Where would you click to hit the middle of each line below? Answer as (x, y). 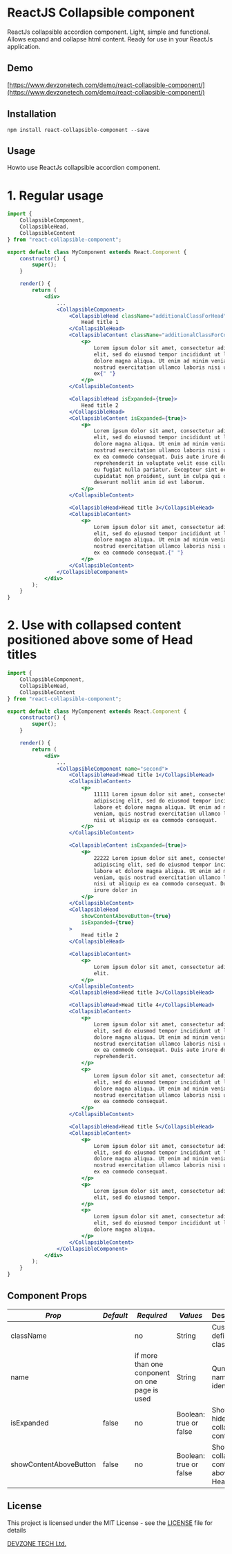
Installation (32, 114)
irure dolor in (115, 890)
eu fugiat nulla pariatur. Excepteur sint (155, 470)
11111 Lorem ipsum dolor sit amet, (145, 794)
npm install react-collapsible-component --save (78, 130)
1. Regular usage (55, 195)
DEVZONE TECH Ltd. (37, 1543)
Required (152, 1315)
